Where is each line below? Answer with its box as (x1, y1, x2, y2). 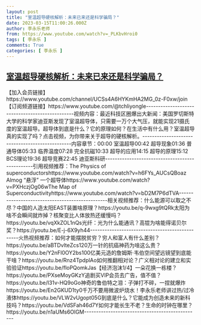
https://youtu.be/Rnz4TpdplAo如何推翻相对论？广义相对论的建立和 (22, 256, 186, 264)
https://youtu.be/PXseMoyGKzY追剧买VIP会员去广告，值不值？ (6, 271, 162, 279)
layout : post (6, 8, 39, 15)
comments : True (6, 43, 44, 49)
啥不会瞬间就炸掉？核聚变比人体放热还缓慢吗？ (6, 211, 121, 219)
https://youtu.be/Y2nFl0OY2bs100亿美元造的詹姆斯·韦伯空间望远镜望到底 (6, 249, 187, 256)
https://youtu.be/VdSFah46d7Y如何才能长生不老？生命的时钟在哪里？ (22, 301, 193, 309)
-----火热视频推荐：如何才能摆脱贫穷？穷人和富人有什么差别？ (6, 234, 160, 241)
